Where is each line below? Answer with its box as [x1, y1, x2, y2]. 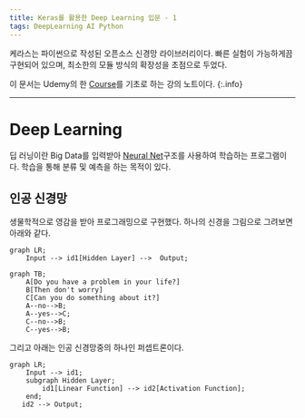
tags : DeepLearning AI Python [9, 22, 124, 31]
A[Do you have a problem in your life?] [25, 277, 181, 287]
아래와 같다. [9, 228, 52, 238]
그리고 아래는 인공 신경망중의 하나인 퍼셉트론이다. [9, 342, 184, 354]
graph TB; [9, 269, 47, 279]
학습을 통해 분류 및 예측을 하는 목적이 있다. [21, 161, 172, 172]
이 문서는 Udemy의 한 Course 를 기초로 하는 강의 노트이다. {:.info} [9, 78, 243, 89]
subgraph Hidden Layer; [25, 376, 116, 385]
